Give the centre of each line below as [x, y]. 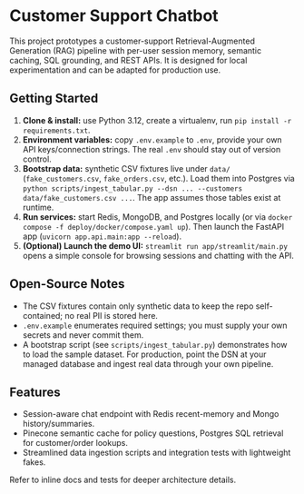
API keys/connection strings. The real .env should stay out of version [152, 149]
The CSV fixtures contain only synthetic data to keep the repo [138, 306]
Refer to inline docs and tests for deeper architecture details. [123, 480]
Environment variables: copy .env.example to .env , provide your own [152, 139]
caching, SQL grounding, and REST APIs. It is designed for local [128, 60]
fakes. [34, 462]
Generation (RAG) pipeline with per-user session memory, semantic [135, 50]
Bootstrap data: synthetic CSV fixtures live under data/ [126, 168]
